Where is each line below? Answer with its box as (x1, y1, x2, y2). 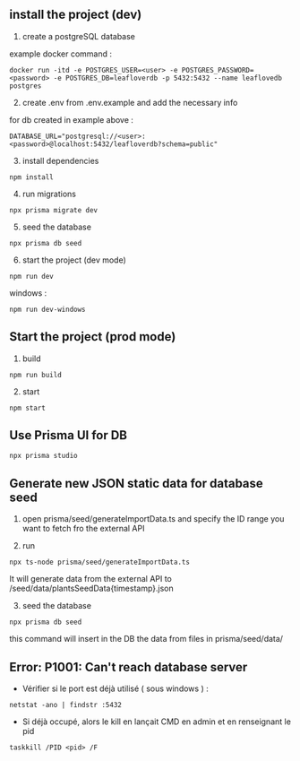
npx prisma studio (9, 452, 78, 461)
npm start (9, 403, 47, 412)
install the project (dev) (9, 7, 142, 22)
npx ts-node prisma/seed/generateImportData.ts (9, 558, 191, 567)
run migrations (21, 188, 76, 199)
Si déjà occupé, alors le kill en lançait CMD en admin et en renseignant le (21, 716, 291, 727)
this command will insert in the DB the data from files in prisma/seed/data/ (9, 634, 284, 644)
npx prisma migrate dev (9, 205, 99, 214)
